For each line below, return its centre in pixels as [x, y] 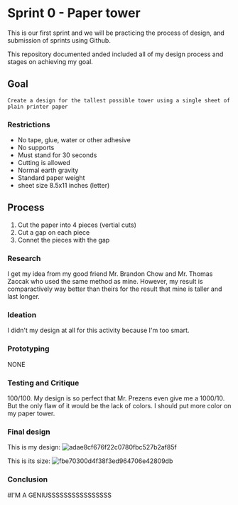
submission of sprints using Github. [59, 40]
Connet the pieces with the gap [64, 240]
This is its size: [29, 461]
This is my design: [34, 447]
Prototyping [28, 349]
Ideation [22, 315]
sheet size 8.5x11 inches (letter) [64, 186]
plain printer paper [38, 107]
